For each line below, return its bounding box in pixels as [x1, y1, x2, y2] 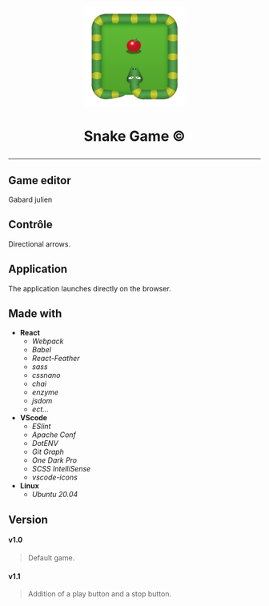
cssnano [31, 371, 61, 380]
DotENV [31, 439, 58, 448]
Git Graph [31, 447, 64, 457]
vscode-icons [31, 472, 78, 482]
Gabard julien [8, 195, 53, 204]
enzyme [31, 387, 58, 397]
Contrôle [8, 218, 54, 231]
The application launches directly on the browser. [8, 283, 172, 293]
